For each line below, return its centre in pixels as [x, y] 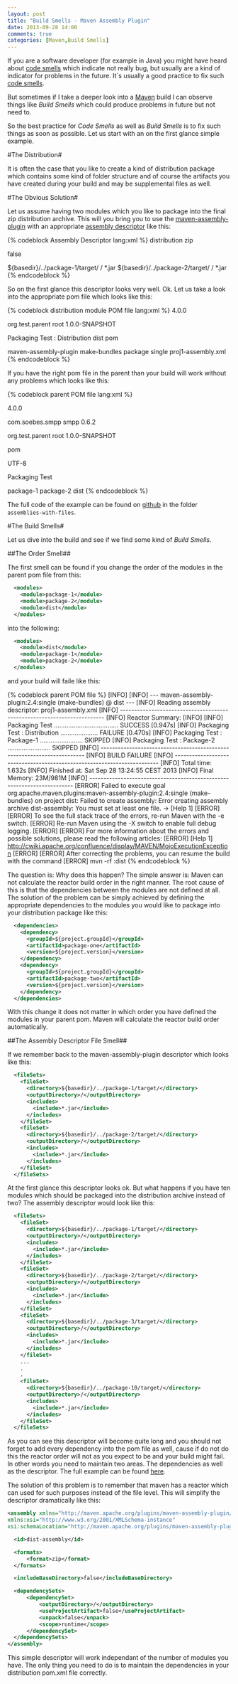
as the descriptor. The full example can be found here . [86, 1471]
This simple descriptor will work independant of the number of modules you [118, 1658]
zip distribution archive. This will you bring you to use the [91, 219]
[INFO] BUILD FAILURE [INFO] [130, 755]
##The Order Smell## [39, 554]
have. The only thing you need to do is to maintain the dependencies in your [118, 1666]
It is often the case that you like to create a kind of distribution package [111, 169]
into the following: [34, 628]
